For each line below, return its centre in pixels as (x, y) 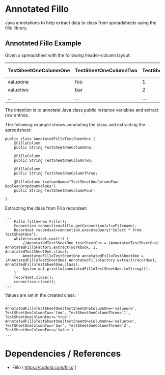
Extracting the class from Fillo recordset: (46, 208)
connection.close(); (35, 282)
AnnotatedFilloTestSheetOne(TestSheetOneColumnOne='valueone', (71, 308)
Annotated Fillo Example (43, 43)
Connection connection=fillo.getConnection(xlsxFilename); (76, 226)
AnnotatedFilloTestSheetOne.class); (42, 264)
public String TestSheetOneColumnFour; (55, 190)
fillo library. (16, 28)
